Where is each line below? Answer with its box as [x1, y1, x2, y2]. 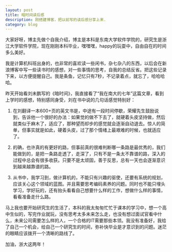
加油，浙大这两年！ [5, 241, 46, 247]
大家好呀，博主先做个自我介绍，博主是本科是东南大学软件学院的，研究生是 [5, 36, 162, 43]
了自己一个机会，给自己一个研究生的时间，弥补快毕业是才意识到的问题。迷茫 [5, 224, 167, 230]
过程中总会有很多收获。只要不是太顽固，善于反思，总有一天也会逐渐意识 [12, 157, 165, 163]
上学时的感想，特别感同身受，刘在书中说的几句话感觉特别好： [5, 97, 136, 103]
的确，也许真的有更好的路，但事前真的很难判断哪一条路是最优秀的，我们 [12, 144, 165, 150]
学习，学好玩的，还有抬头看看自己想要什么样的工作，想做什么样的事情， [12, 187, 165, 193]
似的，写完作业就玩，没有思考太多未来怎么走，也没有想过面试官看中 [14, 211, 158, 217]
